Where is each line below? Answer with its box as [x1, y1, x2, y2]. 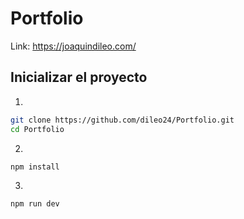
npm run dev [10, 199, 60, 209]
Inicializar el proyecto [10, 69, 148, 86]
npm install [10, 162, 60, 172]
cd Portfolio [10, 124, 65, 134]
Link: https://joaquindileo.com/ [10, 40, 137, 52]
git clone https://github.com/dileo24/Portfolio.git [10, 115, 235, 125]
